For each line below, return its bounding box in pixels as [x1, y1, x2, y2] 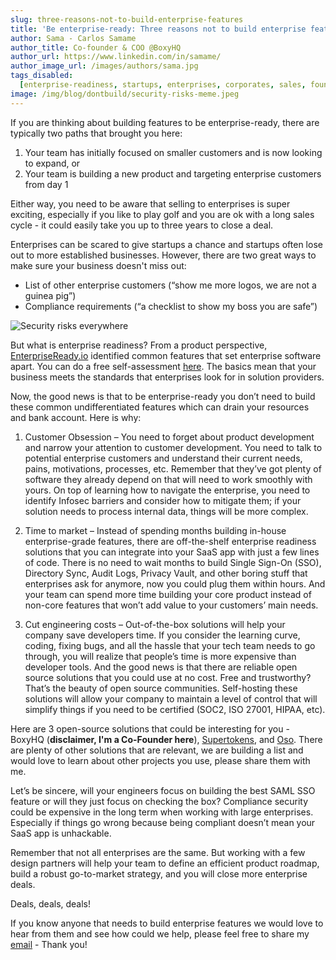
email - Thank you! [10, 938, 88, 950]
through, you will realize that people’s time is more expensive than [24, 650, 297, 662]
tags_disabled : [10, 71, 74, 81]
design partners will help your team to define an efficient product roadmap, [10, 857, 320, 869]
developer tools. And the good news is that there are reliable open [24, 661, 298, 673]
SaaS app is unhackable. [10, 827, 112, 839]
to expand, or [24, 157, 81, 169]
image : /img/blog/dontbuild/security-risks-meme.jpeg [10, 89, 240, 99]
